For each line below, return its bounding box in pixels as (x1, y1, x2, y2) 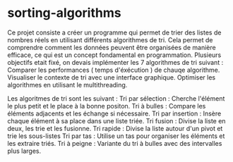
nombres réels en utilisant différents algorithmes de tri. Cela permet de (7, 35, 213, 44)
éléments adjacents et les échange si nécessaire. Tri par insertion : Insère (7, 109, 222, 118)
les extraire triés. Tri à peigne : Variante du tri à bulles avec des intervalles (7, 139, 222, 147)
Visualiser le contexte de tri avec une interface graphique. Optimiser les (7, 73, 216, 82)
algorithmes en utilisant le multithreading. (7, 80, 128, 89)
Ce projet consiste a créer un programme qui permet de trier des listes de (7, 28, 222, 37)
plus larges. (7, 147, 42, 155)
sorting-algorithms (7, 5, 121, 21)
